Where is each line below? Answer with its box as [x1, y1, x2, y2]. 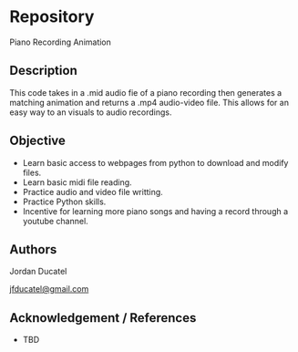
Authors [9, 242, 57, 257]
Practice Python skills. [22, 196, 107, 207]
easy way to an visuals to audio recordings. [9, 107, 172, 118]
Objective [9, 133, 67, 149]
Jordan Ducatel [9, 266, 67, 277]
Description [9, 63, 77, 78]
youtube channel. [22, 215, 88, 226]
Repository [9, 6, 95, 27]
